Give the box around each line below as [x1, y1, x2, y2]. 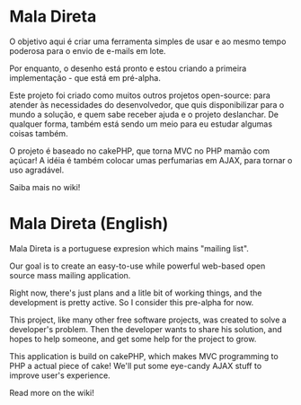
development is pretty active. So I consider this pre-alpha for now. [9, 296, 254, 307]
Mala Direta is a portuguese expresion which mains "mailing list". [9, 242, 250, 253]
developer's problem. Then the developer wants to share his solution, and [9, 323, 283, 334]
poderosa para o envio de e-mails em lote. [9, 45, 166, 56]
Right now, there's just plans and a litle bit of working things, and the [9, 287, 262, 298]
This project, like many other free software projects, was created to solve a [9, 314, 288, 325]
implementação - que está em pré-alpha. [9, 72, 162, 83]
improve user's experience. [9, 370, 111, 381]
